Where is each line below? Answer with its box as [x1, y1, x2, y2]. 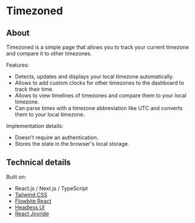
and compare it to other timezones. [6, 50, 92, 57]
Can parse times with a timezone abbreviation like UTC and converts [14, 105, 183, 111]
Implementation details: [6, 123, 64, 129]
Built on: [6, 173, 27, 180]
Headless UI [14, 203, 45, 211]
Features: [6, 61, 30, 68]
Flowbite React [14, 197, 52, 205]
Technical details [6, 158, 71, 168]
